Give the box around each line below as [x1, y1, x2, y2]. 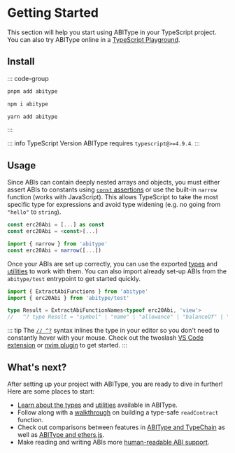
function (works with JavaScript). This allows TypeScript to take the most [7, 193, 219, 201]
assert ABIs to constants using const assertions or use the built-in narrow [7, 185, 218, 194]
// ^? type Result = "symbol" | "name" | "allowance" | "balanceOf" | [7, 313, 224, 321]
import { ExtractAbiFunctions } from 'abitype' [7, 288, 149, 295]
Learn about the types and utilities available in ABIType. [17, 401, 178, 409]
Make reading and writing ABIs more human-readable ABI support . [17, 438, 210, 446]
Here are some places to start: [7, 387, 94, 396]
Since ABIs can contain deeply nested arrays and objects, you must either [7, 178, 220, 187]
